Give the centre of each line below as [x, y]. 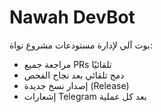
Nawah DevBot [72, 17]
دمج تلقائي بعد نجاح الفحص [74, 75]
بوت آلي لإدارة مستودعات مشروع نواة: [81, 45]
